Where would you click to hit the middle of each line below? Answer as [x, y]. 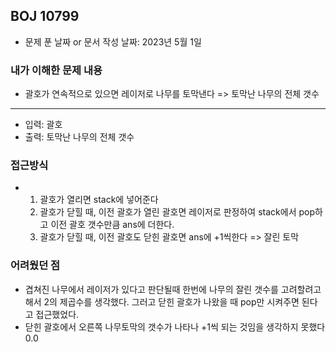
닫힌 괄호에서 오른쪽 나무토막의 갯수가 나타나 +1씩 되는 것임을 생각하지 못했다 [175, 326]
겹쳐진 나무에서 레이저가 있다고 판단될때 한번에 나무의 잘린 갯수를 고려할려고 [173, 289]
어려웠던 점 [35, 266]
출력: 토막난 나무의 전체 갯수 [79, 137]
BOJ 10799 [45, 16]
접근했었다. [57, 314]
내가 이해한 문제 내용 [56, 70]
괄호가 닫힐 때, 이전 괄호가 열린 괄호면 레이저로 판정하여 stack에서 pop [177, 212]
